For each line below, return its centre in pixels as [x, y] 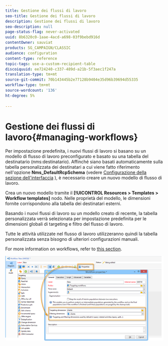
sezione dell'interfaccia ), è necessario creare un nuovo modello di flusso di [84, 178]
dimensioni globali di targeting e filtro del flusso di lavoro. [65, 224]
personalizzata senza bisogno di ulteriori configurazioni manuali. [72, 239]
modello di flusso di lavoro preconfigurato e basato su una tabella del [77, 157]
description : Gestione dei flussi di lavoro [53, 21]
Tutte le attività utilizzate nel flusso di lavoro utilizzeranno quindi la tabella [81, 234]
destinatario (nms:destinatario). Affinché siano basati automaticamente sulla [84, 162]
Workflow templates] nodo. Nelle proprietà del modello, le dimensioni [78, 198]
